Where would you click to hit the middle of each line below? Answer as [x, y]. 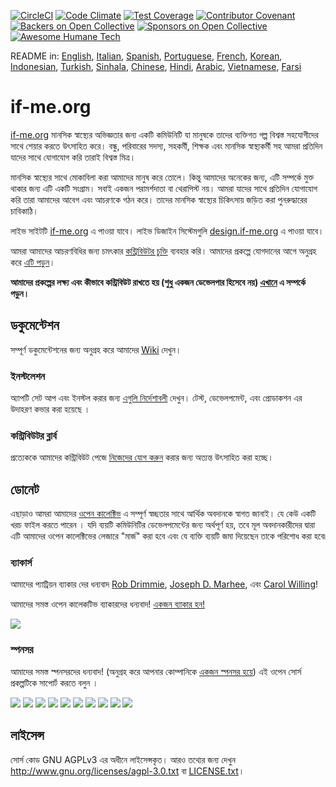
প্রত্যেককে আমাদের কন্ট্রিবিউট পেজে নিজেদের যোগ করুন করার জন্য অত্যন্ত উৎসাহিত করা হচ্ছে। [142, 457]
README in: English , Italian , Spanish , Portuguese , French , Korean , [146, 56]
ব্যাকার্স [21, 563]
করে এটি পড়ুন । [33, 262]
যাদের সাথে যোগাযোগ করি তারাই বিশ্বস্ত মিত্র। [73, 157]
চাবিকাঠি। [25, 211]
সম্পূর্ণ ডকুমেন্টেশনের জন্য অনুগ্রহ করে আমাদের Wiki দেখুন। [96, 349]
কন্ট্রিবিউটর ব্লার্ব [33, 435]
